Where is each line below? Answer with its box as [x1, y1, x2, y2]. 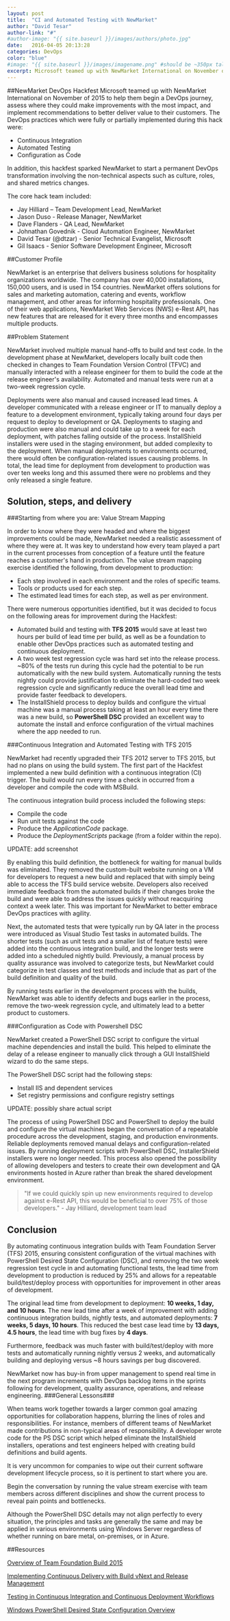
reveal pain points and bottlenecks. [7, 1497, 106, 1505]
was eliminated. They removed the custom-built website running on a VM [7, 865, 214, 874]
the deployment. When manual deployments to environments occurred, [7, 447, 208, 455]
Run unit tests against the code [16, 817, 105, 826]
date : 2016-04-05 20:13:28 [7, 42, 90, 49]
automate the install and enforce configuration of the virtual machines [16, 720, 214, 728]
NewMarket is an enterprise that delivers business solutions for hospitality [7, 268, 216, 277]
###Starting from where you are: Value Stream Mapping [7, 514, 166, 522]
